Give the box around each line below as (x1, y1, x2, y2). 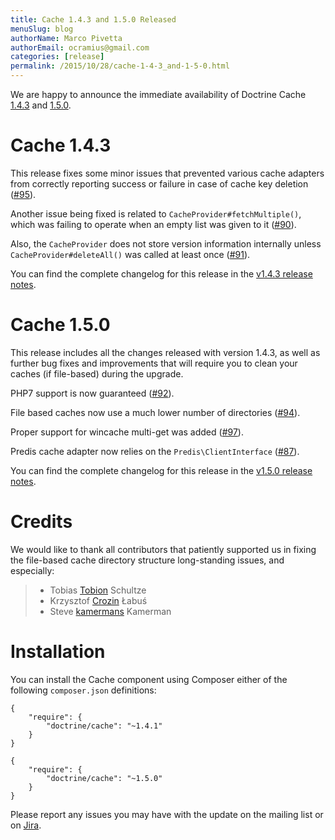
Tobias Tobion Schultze (49, 584, 147, 596)
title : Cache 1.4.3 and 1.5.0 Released (10, 14, 177, 25)
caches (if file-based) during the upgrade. (10, 367, 184, 380)
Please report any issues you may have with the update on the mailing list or (10, 808, 324, 820)
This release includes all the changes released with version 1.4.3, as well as (10, 346, 321, 358)
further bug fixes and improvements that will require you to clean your (10, 357, 298, 369)
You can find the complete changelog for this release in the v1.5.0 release (10, 464, 313, 476)
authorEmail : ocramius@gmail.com (10, 42, 150, 53)
